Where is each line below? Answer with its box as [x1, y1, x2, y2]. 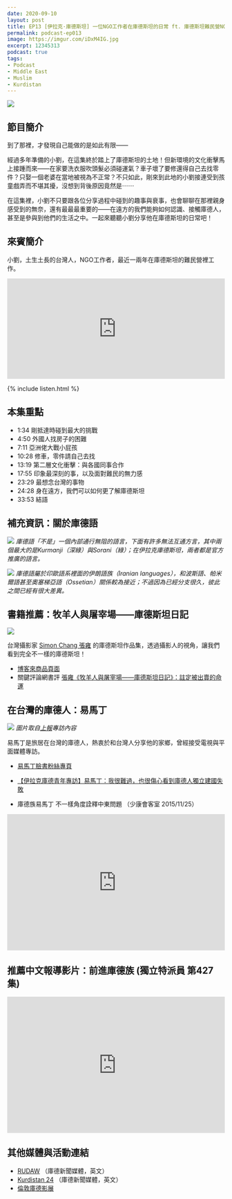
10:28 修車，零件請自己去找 [17, 451, 95, 460]
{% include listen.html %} [7, 384, 79, 393]
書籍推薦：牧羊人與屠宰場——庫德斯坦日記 [7, 608, 188, 620]
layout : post [7, 17, 45, 24]
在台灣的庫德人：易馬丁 [7, 704, 107, 716]
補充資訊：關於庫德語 [7, 517, 98, 530]
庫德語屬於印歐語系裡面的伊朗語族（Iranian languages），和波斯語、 [15, 569, 210, 577]
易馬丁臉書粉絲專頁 [17, 762, 72, 770]
